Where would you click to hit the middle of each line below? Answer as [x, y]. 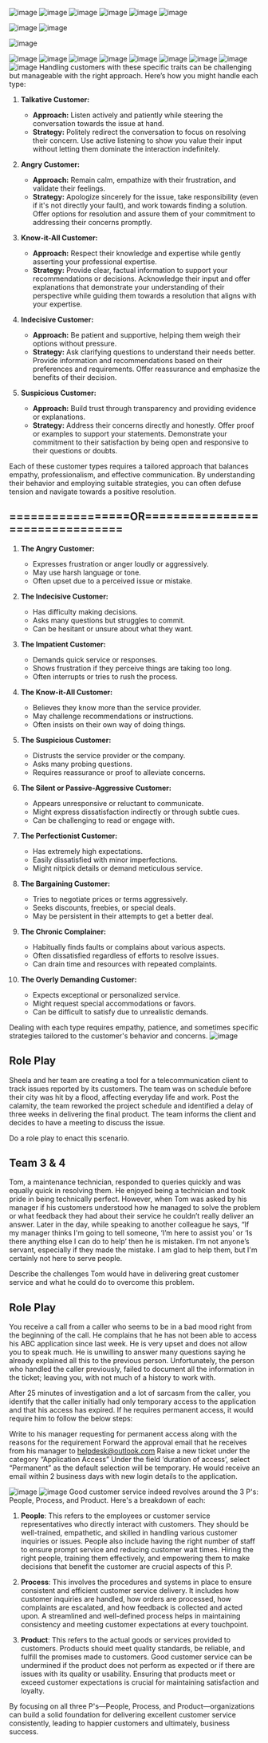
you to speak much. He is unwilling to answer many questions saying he [127, 1352]
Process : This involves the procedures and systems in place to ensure [136, 1582]
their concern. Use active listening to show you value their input [137, 140]
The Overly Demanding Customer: [79, 979]
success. [24, 1732]
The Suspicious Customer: [66, 740]
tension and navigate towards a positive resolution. [93, 492]
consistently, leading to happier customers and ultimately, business [120, 1723]
